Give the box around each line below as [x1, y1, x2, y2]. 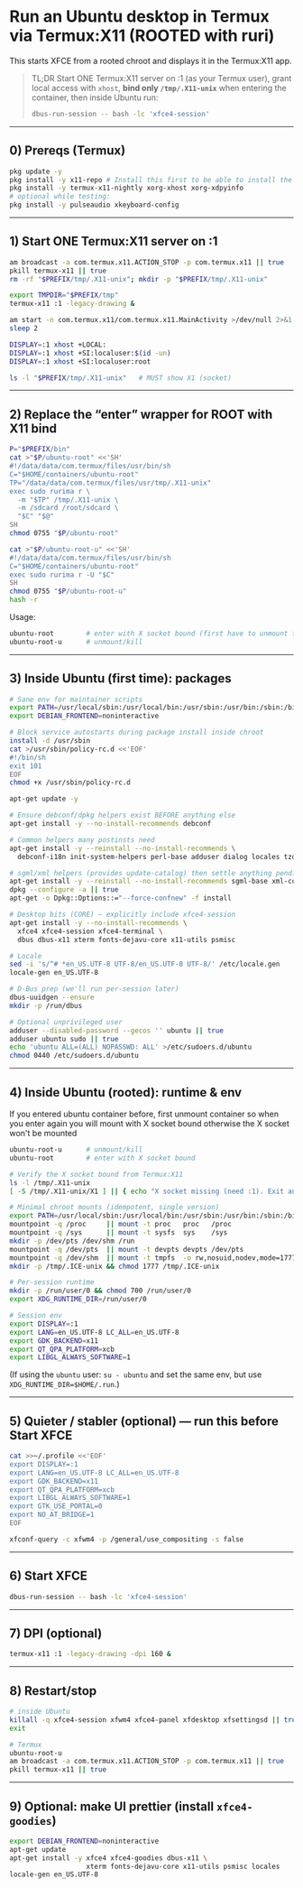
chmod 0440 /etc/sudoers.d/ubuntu [9, 1051, 140, 1060]
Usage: [9, 612, 36, 622]
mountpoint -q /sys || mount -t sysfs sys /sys [9, 1228, 228, 1237]
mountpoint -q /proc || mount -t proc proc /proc [9, 1220, 232, 1229]
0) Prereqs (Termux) [9, 143, 126, 159]
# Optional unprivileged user [9, 1017, 124, 1026]
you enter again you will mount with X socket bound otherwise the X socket [9, 1118, 290, 1129]
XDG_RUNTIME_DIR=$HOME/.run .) [9, 1379, 120, 1390]
